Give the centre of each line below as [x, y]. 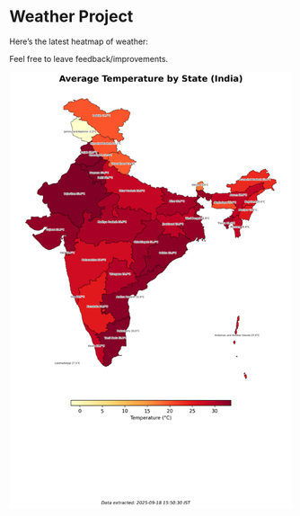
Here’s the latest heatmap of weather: [79, 41]
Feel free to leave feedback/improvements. [89, 58]
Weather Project [71, 17]
